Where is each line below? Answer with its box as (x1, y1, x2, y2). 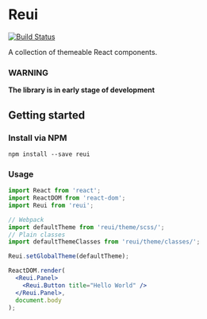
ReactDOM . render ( (8, 266, 66, 275)
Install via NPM (8, 132, 67, 143)
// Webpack (8, 216, 44, 224)
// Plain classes (8, 231, 66, 239)
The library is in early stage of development (8, 85, 155, 95)
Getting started (8, 108, 86, 122)
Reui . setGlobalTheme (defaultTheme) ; (8, 252, 129, 260)
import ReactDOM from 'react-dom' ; (8, 194, 126, 202)
